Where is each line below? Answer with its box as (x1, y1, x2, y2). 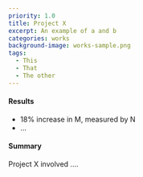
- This (15, 57, 38, 65)
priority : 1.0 (8, 11, 56, 20)
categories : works (8, 34, 70, 43)
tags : (8, 49, 27, 57)
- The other (15, 72, 56, 80)
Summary (8, 142, 42, 151)
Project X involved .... (8, 159, 79, 169)
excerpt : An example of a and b (8, 27, 116, 35)
